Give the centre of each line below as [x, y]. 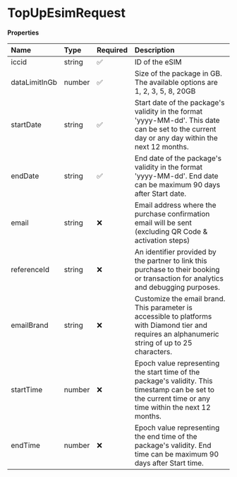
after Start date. [160, 194]
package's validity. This [174, 381]
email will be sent [163, 223]
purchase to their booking [177, 269]
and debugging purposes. [177, 287]
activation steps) [162, 240]
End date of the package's [178, 158]
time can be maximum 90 [177, 454]
